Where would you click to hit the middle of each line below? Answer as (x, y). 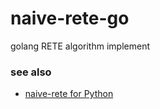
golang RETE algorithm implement (80, 46)
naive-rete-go (70, 18)
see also (31, 72)
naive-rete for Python (69, 94)
